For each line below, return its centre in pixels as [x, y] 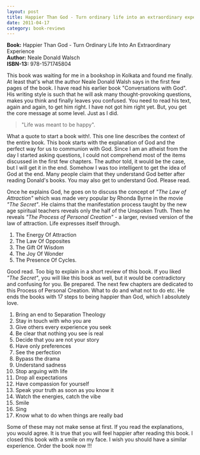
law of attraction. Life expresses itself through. [64, 224]
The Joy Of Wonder [39, 254]
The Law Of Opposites [43, 241]
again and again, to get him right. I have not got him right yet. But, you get [97, 107]
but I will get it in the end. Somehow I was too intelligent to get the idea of [96, 168]
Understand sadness [41, 365]
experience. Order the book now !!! [50, 446]
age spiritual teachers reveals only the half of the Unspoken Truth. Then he [99, 211]
